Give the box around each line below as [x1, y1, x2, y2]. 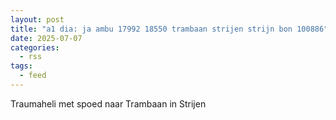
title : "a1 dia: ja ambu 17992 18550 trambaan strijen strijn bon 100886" [10, 24, 329, 34]
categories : [10, 42, 60, 53]
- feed [19, 71, 47, 81]
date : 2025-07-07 [10, 33, 83, 43]
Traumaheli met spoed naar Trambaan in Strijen [10, 97, 207, 110]
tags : [10, 61, 33, 71]
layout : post [10, 14, 65, 25]
